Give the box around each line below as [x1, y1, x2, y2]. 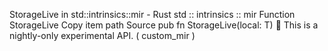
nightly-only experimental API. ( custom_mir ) [9, 30, 196, 41]
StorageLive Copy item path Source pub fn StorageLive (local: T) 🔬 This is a [9, 19, 319, 31]
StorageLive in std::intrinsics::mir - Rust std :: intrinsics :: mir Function [9, 9, 296, 20]
